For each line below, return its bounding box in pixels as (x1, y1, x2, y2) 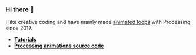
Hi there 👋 (5, 5, 35, 13)
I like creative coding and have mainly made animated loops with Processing (5, 19, 191, 26)
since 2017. (5, 25, 33, 32)
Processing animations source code (14, 42, 104, 49)
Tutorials (14, 36, 36, 43)
